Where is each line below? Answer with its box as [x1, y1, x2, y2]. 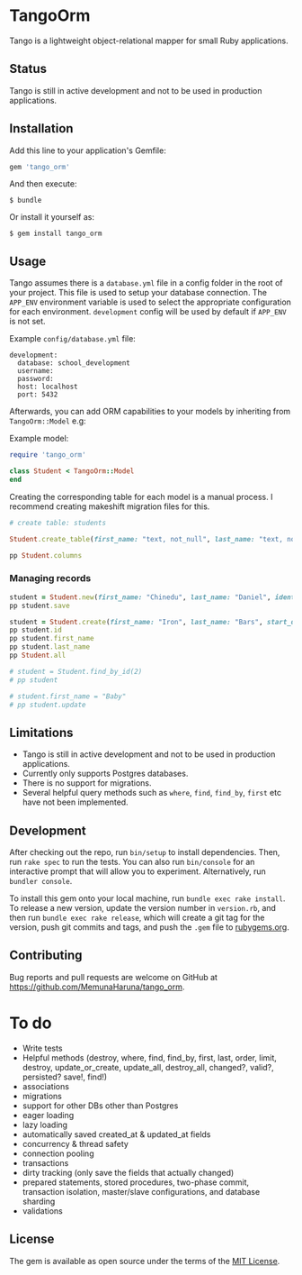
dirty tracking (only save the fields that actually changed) [22, 1167, 235, 1178]
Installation [9, 121, 74, 136]
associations [22, 1080, 70, 1091]
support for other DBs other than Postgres [22, 1100, 179, 1111]
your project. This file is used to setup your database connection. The [9, 287, 268, 298]
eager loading [22, 1109, 75, 1120]
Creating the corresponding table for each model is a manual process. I [9, 491, 273, 502]
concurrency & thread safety [22, 1138, 129, 1149]
